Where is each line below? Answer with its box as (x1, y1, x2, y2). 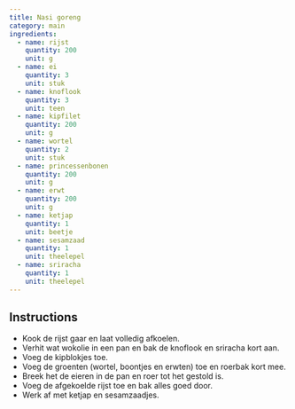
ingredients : (9, 29, 58, 38)
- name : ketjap (17, 210, 74, 220)
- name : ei (17, 63, 58, 72)
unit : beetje (25, 227, 74, 236)
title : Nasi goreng (9, 12, 82, 22)
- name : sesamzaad (17, 236, 86, 245)
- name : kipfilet (17, 112, 82, 121)
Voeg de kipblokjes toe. (21, 352, 109, 363)
